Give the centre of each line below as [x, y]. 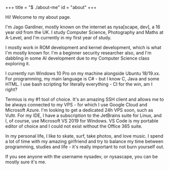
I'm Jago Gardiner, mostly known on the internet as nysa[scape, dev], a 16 [83, 27]
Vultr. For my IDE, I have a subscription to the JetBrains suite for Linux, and [83, 115]
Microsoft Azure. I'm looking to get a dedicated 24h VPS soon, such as [79, 110]
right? [11, 90]
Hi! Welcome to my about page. [38, 17]
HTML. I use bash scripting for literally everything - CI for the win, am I [79, 84]
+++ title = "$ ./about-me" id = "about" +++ [51, 7]
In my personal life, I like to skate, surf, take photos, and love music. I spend [84, 136]
